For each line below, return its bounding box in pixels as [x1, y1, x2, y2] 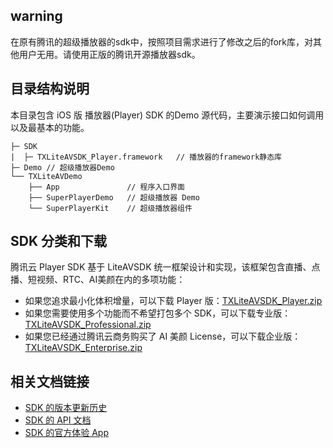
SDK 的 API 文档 [24, 414, 92, 426]
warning [10, 8, 63, 25]
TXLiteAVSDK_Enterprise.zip [24, 342, 143, 354]
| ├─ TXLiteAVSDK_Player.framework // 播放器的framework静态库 [10, 152, 283, 162]
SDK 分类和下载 [10, 233, 107, 250]
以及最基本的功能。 [10, 121, 90, 133]
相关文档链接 [10, 373, 90, 390]
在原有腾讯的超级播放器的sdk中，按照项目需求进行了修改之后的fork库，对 [10, 35, 313, 48]
